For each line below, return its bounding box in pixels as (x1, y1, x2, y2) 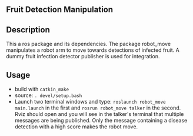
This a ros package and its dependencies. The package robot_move (6, 41, 171, 48)
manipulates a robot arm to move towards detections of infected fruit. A (6, 47, 179, 54)
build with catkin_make (14, 85, 69, 93)
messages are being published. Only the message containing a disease (14, 117, 188, 124)
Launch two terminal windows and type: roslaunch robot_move (14, 98, 166, 105)
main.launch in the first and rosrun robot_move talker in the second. (14, 104, 181, 111)
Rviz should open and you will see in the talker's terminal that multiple (14, 111, 184, 118)
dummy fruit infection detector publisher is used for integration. (6, 53, 160, 60)
